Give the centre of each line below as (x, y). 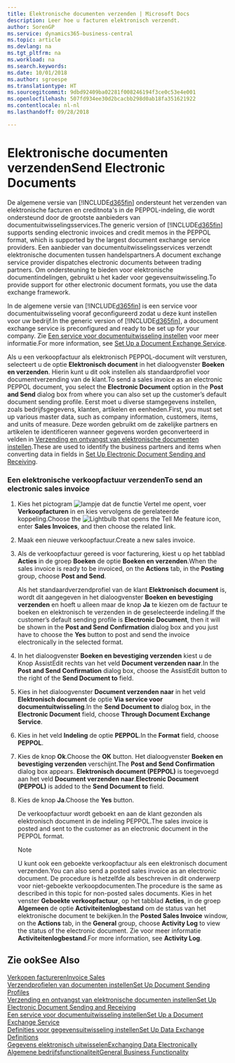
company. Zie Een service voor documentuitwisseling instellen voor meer (113, 336)
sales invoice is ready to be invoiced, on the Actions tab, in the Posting (121, 568)
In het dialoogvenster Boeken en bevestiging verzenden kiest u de (114, 655)
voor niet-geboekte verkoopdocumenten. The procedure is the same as (120, 886)
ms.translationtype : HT (42, 86)
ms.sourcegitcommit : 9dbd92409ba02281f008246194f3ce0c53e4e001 (102, 92)
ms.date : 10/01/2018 (38, 73)
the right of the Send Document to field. (75, 678)
